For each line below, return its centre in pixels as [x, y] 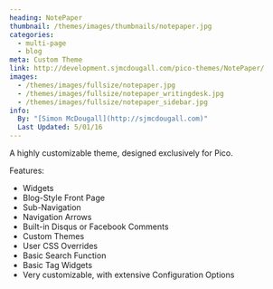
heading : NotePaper [46, 18]
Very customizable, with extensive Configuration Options [128, 275]
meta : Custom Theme [46, 60]
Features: [27, 170]
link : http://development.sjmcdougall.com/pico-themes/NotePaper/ [137, 69]
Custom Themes [53, 236]
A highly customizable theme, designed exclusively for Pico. [121, 153]
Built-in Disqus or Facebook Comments [95, 226]
